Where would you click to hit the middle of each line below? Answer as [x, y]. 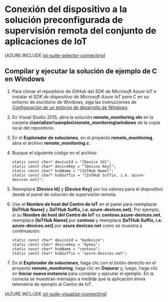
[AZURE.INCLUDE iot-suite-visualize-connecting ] [56, 294]
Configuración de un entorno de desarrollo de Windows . [70, 107]
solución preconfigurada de [64, 20]
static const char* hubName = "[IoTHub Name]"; [63, 171]
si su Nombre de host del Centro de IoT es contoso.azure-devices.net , [87, 215]
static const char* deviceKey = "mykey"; [56, 245]
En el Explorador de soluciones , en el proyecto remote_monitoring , [83, 138]
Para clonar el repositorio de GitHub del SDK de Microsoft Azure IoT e [84, 91]
